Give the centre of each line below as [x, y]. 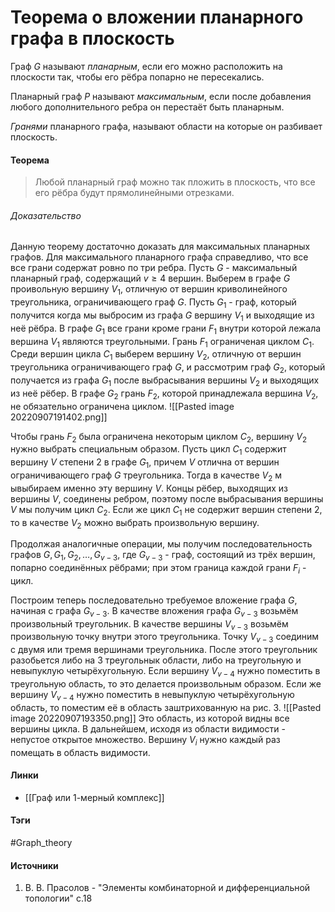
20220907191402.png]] [59, 417]
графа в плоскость [92, 38]
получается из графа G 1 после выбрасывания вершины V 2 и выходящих [165, 381]
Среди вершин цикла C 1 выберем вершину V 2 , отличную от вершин [156, 355]
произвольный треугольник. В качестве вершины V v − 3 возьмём [149, 624]
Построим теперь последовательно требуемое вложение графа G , [154, 600]
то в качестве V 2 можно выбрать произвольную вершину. [135, 523]
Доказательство [46, 215]
